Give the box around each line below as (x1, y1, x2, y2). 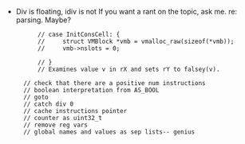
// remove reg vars (23, 121, 88, 129)
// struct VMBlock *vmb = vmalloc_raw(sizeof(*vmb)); (37, 37, 235, 45)
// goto (23, 93, 49, 101)
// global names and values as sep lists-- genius (23, 128, 196, 136)
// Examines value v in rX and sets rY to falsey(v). (37, 65, 220, 73)
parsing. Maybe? (15, 15, 72, 25)
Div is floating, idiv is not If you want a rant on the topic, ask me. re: (15, 7, 238, 16)
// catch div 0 (23, 100, 74, 108)
